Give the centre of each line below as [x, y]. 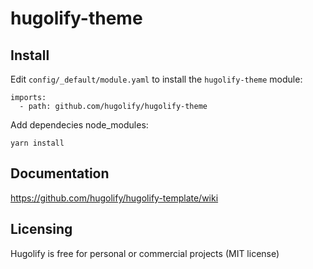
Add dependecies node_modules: [79, 125]
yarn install [37, 143]
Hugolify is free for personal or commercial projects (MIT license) [145, 253]
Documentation [60, 173]
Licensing [41, 229]
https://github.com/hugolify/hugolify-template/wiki [114, 198]
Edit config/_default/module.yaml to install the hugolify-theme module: [156, 79]
